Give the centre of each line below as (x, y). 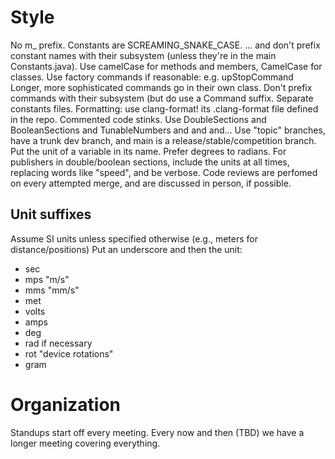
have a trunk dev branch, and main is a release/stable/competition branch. (163, 140)
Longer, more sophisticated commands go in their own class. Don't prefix (161, 87)
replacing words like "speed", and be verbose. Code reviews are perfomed (164, 172)
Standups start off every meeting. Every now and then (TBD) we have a (157, 432)
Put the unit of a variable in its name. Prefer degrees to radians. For (148, 151)
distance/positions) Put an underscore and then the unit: (126, 249)
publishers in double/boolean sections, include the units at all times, (150, 162)
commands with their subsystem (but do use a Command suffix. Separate (162, 98)
